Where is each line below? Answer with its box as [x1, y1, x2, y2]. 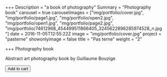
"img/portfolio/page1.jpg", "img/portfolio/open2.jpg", [5, 15, 114, 20]
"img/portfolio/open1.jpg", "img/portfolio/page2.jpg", [5, 20, 114, 26]
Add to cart [8, 66, 29, 71]
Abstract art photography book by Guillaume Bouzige [5, 55, 116, 61]
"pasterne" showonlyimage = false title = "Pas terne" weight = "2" [5, 36, 142, 42]
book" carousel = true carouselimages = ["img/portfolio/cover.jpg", [5, 9, 144, 15]
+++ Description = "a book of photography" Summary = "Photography [5, 4, 151, 10]
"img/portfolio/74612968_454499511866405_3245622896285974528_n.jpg [5, 25, 162, 31]
